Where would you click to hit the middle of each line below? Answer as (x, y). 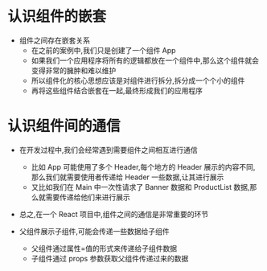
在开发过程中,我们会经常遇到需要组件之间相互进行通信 (108, 150)
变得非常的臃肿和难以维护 (74, 70)
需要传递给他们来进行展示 (88, 197)
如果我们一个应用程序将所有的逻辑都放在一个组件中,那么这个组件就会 (145, 60)
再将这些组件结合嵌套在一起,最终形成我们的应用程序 (117, 90)
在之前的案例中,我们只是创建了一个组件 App (103, 50)
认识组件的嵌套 (57, 16)
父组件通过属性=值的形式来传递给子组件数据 (104, 248)
